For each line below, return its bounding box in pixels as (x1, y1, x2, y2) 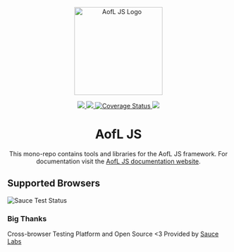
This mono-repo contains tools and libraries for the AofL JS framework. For (9, 149, 228, 158)
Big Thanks (7, 213, 47, 223)
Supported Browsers (7, 177, 101, 189)
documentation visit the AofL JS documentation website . (36, 157, 201, 165)
